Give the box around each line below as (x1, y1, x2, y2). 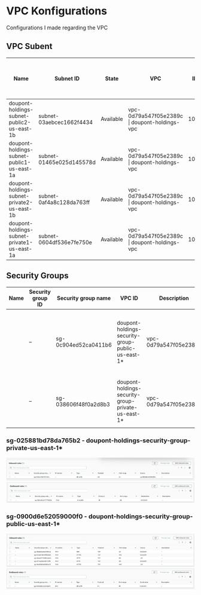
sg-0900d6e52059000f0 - (6, 512, 88, 520)
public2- (8, 119, 31, 126)
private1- (8, 239, 33, 246)
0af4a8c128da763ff (38, 199, 90, 206)
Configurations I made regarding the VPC (6, 24, 108, 31)
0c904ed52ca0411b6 (56, 341, 112, 348)
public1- (8, 159, 31, 166)
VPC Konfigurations (6, 4, 108, 18)
